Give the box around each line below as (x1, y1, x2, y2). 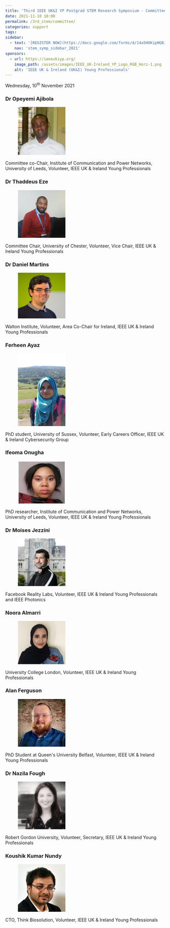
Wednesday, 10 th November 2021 (5, 82, 75, 88)
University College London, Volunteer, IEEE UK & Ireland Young (5, 669, 137, 675)
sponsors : (5, 51, 26, 56)
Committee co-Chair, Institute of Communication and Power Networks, (5, 160, 153, 166)
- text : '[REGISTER (10, 41, 51, 46)
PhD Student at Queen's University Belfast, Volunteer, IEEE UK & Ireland (5, 752, 155, 758)
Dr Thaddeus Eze (5, 178, 49, 185)
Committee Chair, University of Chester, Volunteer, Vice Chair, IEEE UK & (5, 243, 156, 249)
